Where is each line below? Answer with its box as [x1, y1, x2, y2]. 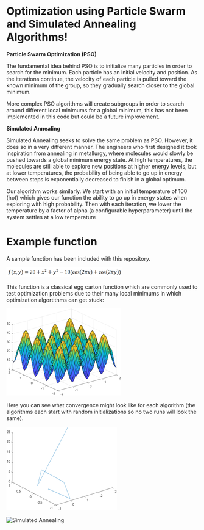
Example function [6, 235, 97, 249]
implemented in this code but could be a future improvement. [6, 113, 160, 120]
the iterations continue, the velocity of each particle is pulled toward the [6, 75, 187, 82]
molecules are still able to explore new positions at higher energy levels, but [6, 162, 197, 170]
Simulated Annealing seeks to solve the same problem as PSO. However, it [6, 136, 193, 144]
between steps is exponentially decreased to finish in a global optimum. [6, 175, 186, 183]
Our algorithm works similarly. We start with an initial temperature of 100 [6, 187, 188, 195]
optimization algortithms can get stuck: [6, 296, 105, 303]
